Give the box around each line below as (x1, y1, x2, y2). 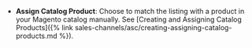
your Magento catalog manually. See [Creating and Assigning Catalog (15, 15, 243, 24)
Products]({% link (15, 23, 73, 32)
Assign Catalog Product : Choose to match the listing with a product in (15, 7, 245, 15)
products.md (15, 31, 57, 40)
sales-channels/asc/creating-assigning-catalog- (74, 23, 232, 32)
